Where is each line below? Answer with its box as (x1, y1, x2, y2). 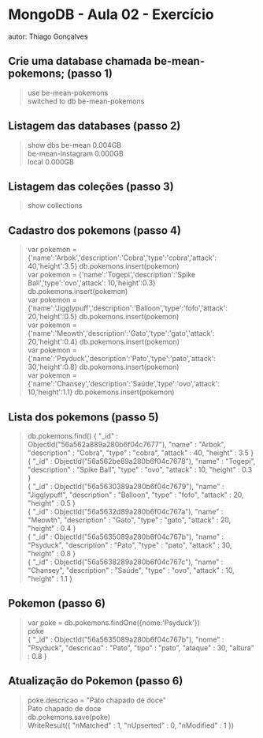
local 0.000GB (27, 156, 75, 167)
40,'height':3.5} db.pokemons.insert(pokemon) (27, 262, 180, 271)
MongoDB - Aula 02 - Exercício (8, 6, 214, 24)
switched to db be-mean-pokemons (27, 96, 145, 106)
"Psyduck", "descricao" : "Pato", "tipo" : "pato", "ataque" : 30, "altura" (27, 642, 254, 653)
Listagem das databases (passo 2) (8, 119, 181, 133)
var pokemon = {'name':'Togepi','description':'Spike (27, 270, 196, 280)
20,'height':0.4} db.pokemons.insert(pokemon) (27, 337, 180, 347)
